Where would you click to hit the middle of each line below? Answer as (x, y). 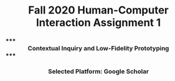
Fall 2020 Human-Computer (98, 10)
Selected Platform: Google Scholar (98, 72)
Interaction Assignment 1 (98, 23)
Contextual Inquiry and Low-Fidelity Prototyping (98, 49)
